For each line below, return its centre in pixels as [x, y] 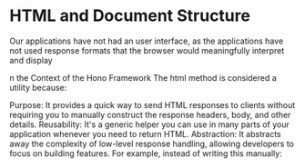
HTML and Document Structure [130, 16]
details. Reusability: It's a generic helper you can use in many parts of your [149, 124]
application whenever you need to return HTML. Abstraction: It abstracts [145, 133]
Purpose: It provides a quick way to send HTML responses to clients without [152, 104]
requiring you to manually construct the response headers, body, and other [150, 114]
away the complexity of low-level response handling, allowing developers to [152, 143]
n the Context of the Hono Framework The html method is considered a [143, 77]
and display [31, 60]
